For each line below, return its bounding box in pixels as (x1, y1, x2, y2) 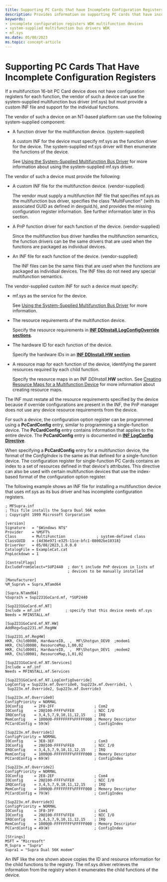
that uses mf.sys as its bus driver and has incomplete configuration (5, 489, 143, 494)
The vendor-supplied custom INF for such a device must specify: (5, 283, 138, 289)
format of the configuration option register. (19, 474, 107, 480)
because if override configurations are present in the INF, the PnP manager (5, 401, 159, 407)
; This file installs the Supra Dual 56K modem (5, 508, 106, 513)
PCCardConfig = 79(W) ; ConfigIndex (5, 790, 123, 796)
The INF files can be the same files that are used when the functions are (12, 263, 161, 269)
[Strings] (5, 834, 26, 839)
